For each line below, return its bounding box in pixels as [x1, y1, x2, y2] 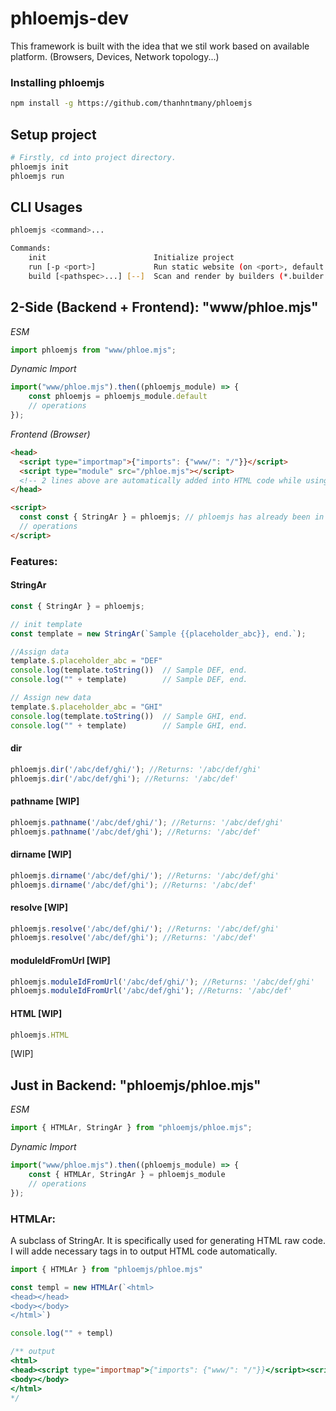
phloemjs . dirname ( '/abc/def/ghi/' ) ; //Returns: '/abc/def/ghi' [10, 870, 280, 881]
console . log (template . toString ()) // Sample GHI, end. [10, 711, 248, 721]
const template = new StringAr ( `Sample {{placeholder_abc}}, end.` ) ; [10, 628, 307, 639]
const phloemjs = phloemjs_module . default [28, 392, 208, 402]
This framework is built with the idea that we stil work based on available [10, 40, 310, 52]
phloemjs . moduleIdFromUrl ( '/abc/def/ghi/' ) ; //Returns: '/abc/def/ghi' [10, 977, 315, 987]
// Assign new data [10, 693, 92, 703]
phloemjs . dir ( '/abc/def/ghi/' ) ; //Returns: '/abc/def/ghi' [10, 764, 262, 774]
